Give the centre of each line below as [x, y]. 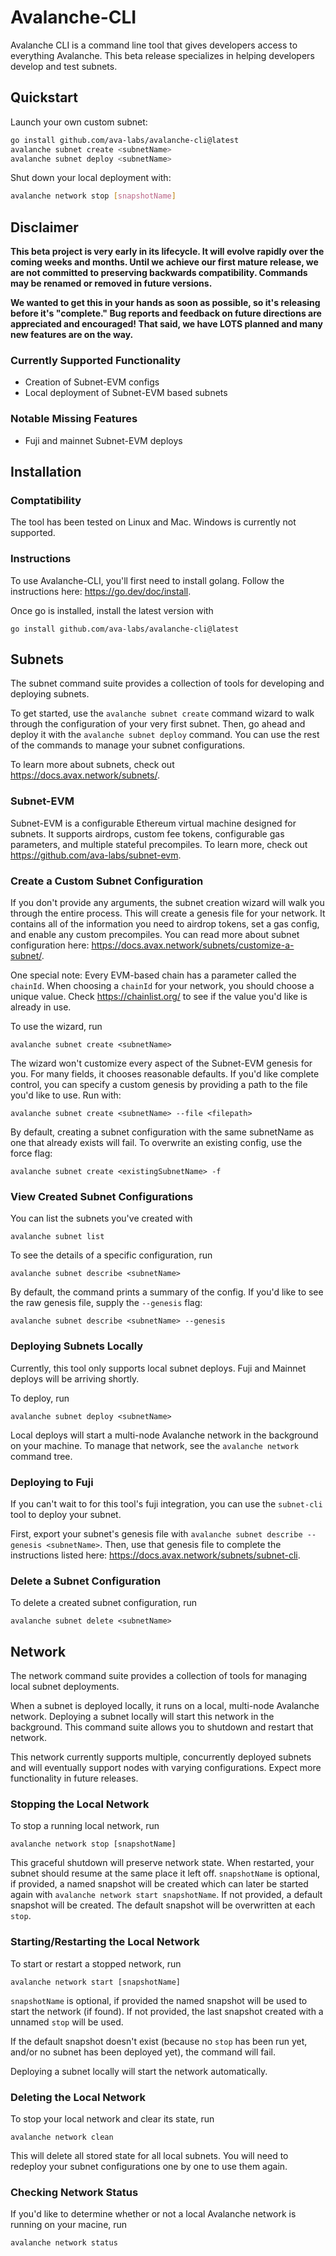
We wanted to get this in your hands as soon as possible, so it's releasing [165, 303]
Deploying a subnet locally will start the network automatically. [139, 2071]
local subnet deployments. [65, 1687]
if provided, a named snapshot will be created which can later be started [159, 1884]
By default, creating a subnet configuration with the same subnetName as [162, 1132]
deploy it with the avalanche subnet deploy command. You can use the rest [165, 735]
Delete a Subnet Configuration [86, 1581]
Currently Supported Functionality [96, 360]
